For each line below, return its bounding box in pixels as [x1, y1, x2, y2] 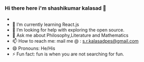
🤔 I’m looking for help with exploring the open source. [12, 27, 125, 33]
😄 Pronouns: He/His [12, 45, 55, 51]
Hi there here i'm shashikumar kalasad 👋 [5, 5, 106, 12]
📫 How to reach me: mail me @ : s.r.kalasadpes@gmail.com [12, 38, 139, 44]
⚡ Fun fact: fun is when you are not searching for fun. [12, 51, 124, 57]
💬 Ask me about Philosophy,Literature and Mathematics [12, 33, 129, 39]
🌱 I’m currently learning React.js [12, 21, 79, 27]
